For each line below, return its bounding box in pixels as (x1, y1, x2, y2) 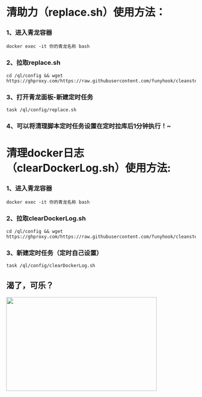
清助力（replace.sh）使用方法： (6, 5, 167, 19)
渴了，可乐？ (6, 280, 54, 291)
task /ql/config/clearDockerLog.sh (6, 262, 96, 269)
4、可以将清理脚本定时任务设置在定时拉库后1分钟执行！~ (6, 122, 171, 130)
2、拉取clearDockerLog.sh (6, 214, 86, 223)
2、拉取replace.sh (6, 58, 61, 67)
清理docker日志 (6, 147, 84, 160)
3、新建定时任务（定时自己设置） (6, 249, 103, 257)
